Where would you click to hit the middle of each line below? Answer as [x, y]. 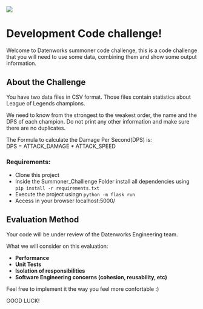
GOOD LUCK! [23, 301]
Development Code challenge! [84, 34]
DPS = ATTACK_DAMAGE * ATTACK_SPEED [61, 146]
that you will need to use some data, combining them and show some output [101, 56]
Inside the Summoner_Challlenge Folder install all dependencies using [102, 182]
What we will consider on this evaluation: [57, 246]
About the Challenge [46, 82]
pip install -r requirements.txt [57, 188]
